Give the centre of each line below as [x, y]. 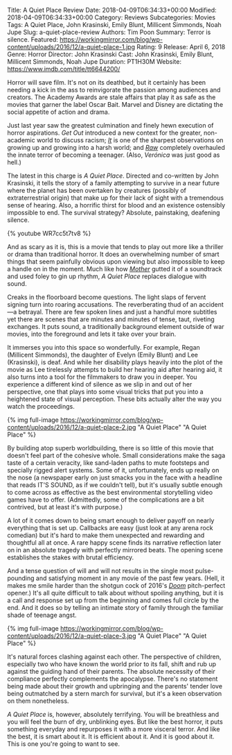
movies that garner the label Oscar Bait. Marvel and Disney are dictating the [115, 104]
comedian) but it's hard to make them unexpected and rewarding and [106, 535]
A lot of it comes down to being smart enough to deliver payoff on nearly [111, 520]
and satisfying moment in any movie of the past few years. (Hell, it [130, 578]
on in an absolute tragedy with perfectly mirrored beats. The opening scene [115, 550]
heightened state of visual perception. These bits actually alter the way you [114, 399]
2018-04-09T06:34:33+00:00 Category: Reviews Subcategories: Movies [111, 17]
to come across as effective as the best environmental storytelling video [110, 492]
